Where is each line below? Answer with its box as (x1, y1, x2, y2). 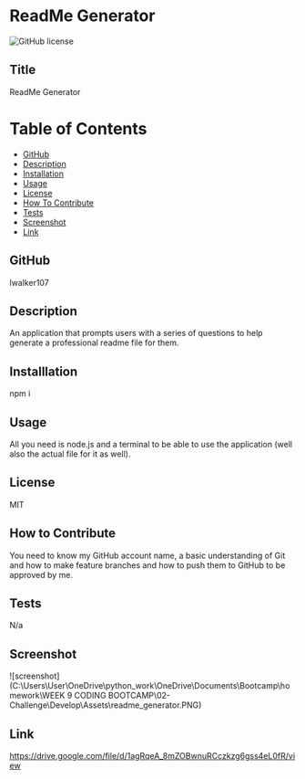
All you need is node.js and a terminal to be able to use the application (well (9, 438, 293, 449)
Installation (22, 168, 65, 179)
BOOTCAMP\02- (107, 690, 171, 701)
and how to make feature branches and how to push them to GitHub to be (9, 559, 286, 571)
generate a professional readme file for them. (9, 337, 179, 348)
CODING (74, 690, 107, 701)
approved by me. (9, 569, 73, 580)
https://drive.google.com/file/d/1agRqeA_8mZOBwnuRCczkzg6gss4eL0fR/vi (9, 751, 296, 761)
